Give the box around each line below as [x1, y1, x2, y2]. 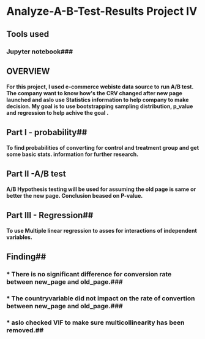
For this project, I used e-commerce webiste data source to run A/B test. [6, 83, 194, 90]
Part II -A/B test [6, 168, 66, 179]
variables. [6, 233, 32, 241]
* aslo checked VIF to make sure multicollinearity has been [6, 318, 185, 327]
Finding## [6, 251, 47, 262]
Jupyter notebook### [6, 47, 73, 56]
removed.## [6, 325, 44, 334]
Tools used [6, 29, 50, 39]
